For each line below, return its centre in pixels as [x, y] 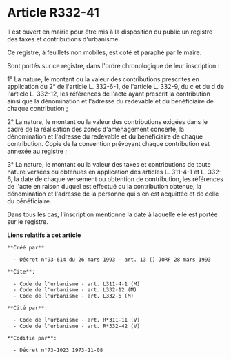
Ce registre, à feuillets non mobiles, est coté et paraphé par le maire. [104, 52]
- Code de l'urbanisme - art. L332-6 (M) [74, 296]
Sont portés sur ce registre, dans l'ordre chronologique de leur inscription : [113, 65]
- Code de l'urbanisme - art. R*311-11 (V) [77, 320]
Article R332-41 [53, 13]
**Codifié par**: [32, 338]
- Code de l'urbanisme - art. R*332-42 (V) [77, 326]
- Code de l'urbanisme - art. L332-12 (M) [75, 290]
